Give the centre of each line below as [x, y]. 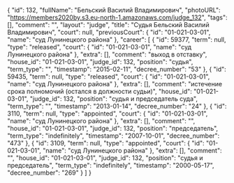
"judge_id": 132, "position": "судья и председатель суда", [114, 99]
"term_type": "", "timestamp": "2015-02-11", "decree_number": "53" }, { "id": [117, 69]
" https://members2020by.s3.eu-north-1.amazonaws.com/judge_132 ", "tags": [117, 17]
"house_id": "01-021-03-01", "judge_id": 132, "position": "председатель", [113, 128]
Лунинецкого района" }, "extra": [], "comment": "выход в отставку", [107, 54]
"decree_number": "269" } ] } [50, 173]
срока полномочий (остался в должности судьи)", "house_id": [100, 91]
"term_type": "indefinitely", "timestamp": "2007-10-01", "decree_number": [114, 136]
